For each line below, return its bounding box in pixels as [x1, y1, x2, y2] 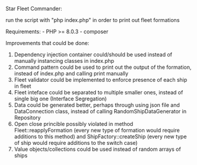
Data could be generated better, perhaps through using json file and [14, 101, 180, 109]
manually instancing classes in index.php [14, 58, 115, 64]
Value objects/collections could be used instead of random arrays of [14, 145, 181, 153]
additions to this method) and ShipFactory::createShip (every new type [14, 133, 187, 140]
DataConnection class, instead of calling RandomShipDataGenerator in [14, 108, 187, 115]
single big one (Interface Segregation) [14, 95, 107, 102]
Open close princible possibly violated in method [14, 120, 134, 127]
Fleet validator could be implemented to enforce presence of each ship [14, 77, 188, 83]
